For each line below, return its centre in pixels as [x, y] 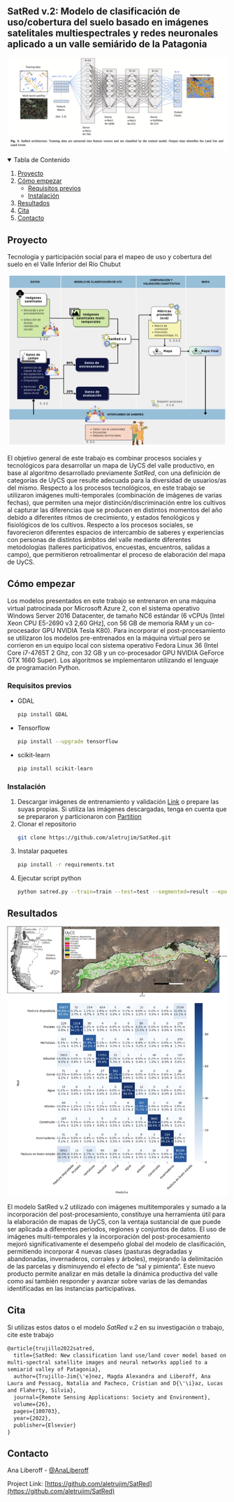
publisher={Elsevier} [45, 1425]
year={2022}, [32, 1418]
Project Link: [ [27, 1484]
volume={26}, [32, 1404]
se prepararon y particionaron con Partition [79, 817]
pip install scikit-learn [55, 768]
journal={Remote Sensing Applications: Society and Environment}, [112, 1397]
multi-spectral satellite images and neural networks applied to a [108, 1362]
